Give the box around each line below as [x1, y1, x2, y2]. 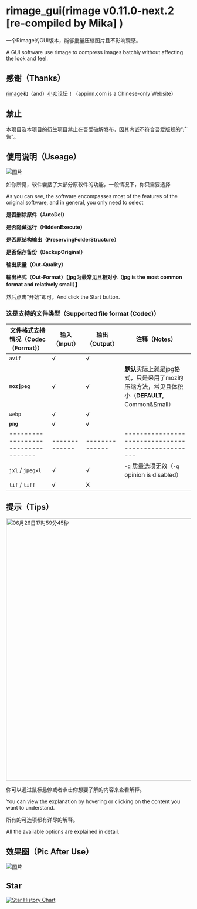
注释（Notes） [135, 335, 177, 343]
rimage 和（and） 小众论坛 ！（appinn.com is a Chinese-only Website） [6, 90, 176, 97]
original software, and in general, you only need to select [6, 199, 144, 206]
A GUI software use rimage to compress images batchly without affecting [6, 48, 184, 55]
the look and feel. [6, 55, 48, 62]
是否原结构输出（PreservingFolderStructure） [6, 236, 120, 243]
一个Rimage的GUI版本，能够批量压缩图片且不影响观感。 [6, 36, 141, 44]
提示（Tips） [6, 502, 54, 512]
